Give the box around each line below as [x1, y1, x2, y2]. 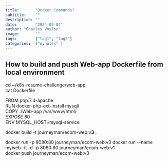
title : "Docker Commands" [5, 7, 74, 13]
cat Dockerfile [5, 87, 35, 93]
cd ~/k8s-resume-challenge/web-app [5, 82, 86, 88]
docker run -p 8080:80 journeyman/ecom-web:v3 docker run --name [5, 139, 153, 145]
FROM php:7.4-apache [5, 97, 53, 103]
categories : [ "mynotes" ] [5, 41, 63, 46]
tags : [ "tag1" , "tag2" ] [5, 37, 72, 42]
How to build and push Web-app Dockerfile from [5, 60, 163, 69]
